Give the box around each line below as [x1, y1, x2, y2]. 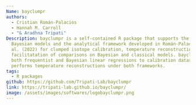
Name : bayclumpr [6, 8, 45, 15]
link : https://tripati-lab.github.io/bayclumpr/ [6, 85, 127, 90]
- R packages [11, 73, 43, 79]
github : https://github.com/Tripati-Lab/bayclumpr [6, 79, 132, 85]
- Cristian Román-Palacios [11, 19, 77, 25]
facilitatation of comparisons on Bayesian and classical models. [11, 52, 176, 58]
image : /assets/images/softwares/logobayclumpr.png [6, 90, 134, 96]
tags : [6, 68, 19, 74]
